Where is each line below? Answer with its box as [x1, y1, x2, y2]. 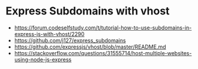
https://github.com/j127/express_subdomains [14, 37, 127, 44]
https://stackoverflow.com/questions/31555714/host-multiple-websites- [14, 49, 192, 56]
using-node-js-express [14, 56, 72, 63]
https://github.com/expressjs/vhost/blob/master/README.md [14, 43, 166, 50]
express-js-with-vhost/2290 [14, 30, 85, 37]
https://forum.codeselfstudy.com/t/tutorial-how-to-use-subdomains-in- [14, 24, 192, 31]
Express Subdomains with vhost [5, 4, 170, 18]
